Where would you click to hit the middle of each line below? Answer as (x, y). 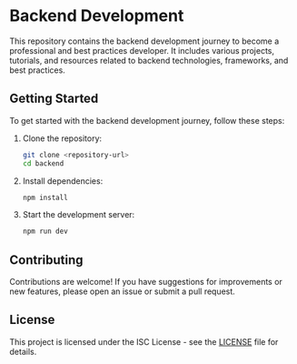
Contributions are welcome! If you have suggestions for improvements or (146, 282)
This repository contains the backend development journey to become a (144, 41)
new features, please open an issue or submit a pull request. (123, 291)
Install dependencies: (63, 181)
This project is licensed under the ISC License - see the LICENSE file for (144, 341)
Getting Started (54, 99)
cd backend (43, 163)
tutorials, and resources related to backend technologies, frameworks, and (149, 60)
